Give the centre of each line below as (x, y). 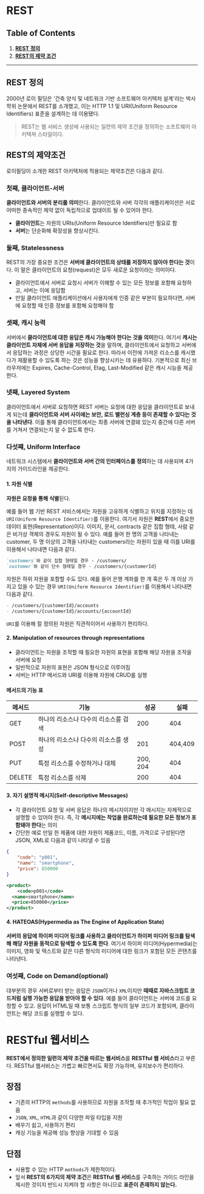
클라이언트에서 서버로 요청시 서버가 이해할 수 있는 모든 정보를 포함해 (95, 283)
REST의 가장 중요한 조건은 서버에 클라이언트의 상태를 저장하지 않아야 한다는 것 (98, 262)
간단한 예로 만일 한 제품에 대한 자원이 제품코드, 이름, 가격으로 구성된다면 (100, 832)
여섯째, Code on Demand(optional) (57, 976)
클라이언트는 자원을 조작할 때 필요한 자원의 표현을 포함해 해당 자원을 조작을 (104, 652)
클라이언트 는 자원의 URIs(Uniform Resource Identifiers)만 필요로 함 (96, 223)
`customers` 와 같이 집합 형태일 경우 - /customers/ (67, 561)
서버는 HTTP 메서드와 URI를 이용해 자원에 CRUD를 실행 (81, 675)
